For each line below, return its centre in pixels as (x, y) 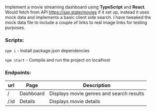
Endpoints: (18, 73)
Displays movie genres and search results (97, 93)
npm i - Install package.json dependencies (47, 51)
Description (97, 85)
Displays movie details (75, 101)
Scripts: (15, 40)
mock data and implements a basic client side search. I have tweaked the (78, 17)
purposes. (15, 28)
